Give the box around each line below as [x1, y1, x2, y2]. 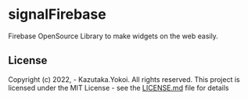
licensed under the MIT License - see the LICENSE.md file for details [8, 83, 229, 92]
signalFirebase [8, 5, 107, 23]
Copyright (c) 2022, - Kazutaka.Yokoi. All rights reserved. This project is [8, 74, 240, 84]
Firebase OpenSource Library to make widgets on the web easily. [8, 31, 219, 41]
